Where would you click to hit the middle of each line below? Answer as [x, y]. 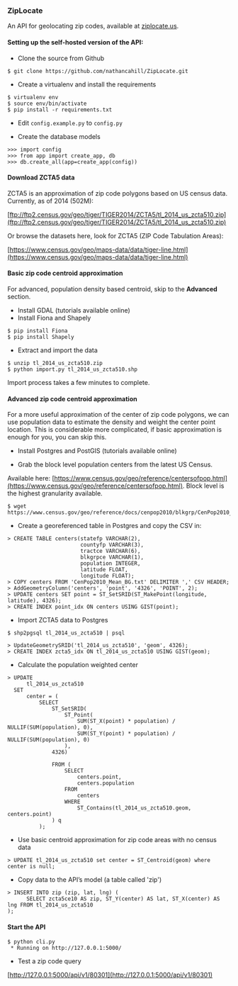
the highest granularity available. [55, 493]
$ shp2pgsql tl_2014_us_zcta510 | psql [66, 633]
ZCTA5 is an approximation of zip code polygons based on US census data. [118, 193]
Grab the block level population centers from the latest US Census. [115, 465]
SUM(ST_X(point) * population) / [126, 722]
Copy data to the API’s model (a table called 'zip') [90, 880]
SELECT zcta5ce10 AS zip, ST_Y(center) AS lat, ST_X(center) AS [123, 899]
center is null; [31, 867]
